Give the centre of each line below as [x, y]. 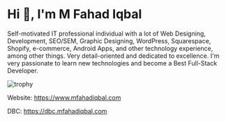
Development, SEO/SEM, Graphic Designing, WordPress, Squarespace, [109, 40]
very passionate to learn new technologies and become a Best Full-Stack [112, 63]
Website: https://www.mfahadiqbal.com [64, 98]
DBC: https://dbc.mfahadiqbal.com [57, 111]
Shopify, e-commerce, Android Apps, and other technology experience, [110, 48]
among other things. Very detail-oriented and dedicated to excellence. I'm [113, 56]
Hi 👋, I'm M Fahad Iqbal [75, 14]
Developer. [23, 70]
